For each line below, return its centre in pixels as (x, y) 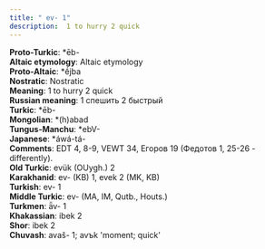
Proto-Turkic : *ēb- (44, 52)
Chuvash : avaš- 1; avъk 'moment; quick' (85, 235)
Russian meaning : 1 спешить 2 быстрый (86, 100)
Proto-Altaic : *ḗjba (45, 71)
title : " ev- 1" (40, 18)
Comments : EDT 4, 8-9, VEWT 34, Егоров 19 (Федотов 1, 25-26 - (132, 148)
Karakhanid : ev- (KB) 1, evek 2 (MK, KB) (85, 177)
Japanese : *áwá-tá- (48, 139)
